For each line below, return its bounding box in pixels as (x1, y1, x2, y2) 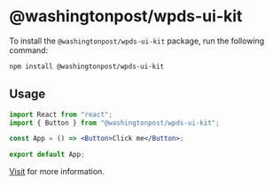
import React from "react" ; (9, 110, 113, 119)
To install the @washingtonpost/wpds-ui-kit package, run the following (9, 35, 265, 46)
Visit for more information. (9, 166, 105, 177)
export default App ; (9, 150, 86, 159)
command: (9, 44, 49, 55)
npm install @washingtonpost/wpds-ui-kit (9, 62, 165, 71)
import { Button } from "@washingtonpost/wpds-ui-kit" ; (9, 118, 220, 127)
